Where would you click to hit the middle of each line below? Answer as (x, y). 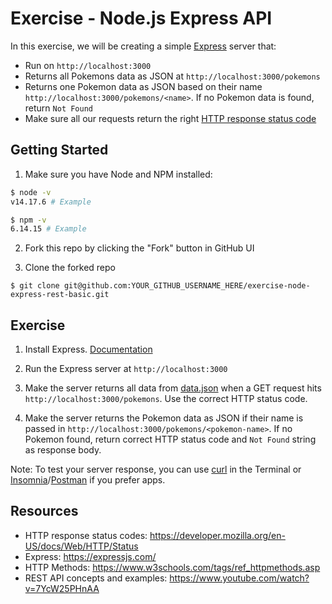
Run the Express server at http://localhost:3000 (126, 369)
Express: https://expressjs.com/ (90, 556)
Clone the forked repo (70, 268)
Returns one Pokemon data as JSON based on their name (143, 86)
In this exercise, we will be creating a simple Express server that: (143, 46)
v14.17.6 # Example (51, 202)
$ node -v (31, 192)
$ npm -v (28, 220)
